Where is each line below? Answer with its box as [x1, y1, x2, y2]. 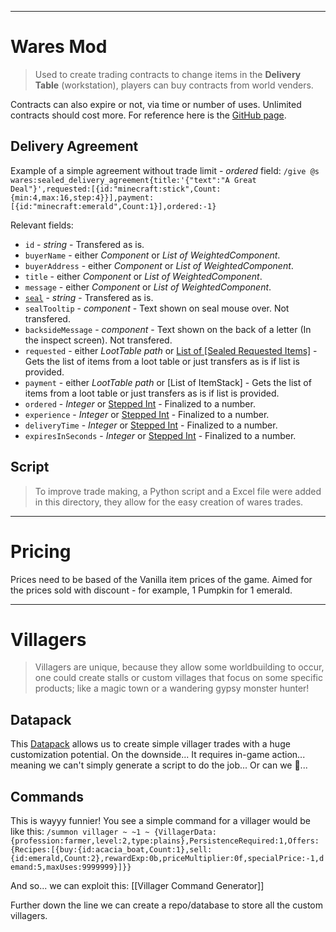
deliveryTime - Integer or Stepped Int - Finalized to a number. [24, 419, 278, 431]
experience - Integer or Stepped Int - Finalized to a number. [24, 408, 270, 420]
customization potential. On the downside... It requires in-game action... [10, 749, 306, 761]
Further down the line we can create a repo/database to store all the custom [10, 899, 323, 911]
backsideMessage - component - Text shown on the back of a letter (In [24, 323, 312, 335]
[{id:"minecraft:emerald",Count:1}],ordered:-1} [10, 201, 217, 211]
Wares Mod [10, 36, 108, 58]
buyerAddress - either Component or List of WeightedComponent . [24, 259, 294, 271]
